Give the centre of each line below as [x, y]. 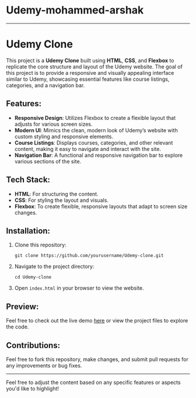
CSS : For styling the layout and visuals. [62, 200]
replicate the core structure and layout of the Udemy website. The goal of [94, 66]
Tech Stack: [28, 180]
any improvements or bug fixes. [44, 365]
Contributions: [33, 345]
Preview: [22, 306]
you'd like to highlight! [33, 388]
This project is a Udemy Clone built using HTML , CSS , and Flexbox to [90, 60]
